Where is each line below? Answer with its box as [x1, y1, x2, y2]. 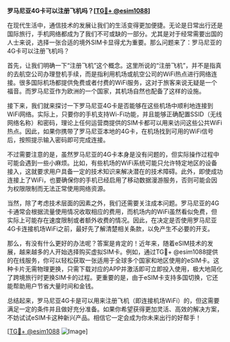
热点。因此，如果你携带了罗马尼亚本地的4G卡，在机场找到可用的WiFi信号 [7, 127, 214, 135]
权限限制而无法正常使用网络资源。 [12, 185, 110, 192]
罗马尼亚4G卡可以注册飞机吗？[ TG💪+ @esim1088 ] [7, 7, 151, 14]
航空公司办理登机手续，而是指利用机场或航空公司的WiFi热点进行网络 [18, 70, 212, 78]
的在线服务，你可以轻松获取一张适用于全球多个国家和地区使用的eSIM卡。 [7, 256, 214, 264]
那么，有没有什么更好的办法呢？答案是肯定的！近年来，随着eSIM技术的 [7, 239, 207, 247]
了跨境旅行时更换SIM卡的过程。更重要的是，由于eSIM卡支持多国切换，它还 [7, 274, 218, 281]
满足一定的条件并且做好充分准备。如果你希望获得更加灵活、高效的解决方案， [7, 305, 223, 313]
